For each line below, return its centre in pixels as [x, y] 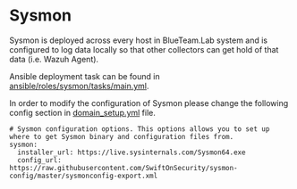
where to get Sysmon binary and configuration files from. [122, 136]
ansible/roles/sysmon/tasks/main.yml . [79, 86]
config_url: [40, 160]
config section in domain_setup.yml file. [83, 112]
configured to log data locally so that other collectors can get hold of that [144, 49]
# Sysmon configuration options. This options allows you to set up [140, 129]
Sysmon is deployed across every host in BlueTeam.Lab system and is [139, 40]
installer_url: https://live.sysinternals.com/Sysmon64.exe [132, 152]
